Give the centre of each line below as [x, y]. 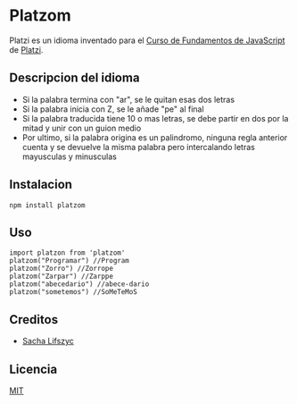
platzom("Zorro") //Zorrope [62, 269]
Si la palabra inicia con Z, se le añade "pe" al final [113, 109]
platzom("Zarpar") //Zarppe [62, 277]
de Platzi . [26, 49]
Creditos [34, 320]
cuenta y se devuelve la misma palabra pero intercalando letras [139, 147]
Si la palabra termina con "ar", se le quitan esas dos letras [128, 99]
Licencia [33, 369]
